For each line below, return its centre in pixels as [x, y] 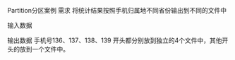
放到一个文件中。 [44, 49]
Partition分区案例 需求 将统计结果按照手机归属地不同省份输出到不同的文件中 [117, 10]
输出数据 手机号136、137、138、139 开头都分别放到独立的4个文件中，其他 [115, 40]
